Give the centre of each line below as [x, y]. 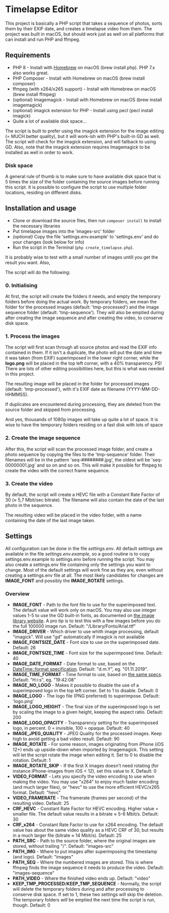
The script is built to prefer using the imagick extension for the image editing [84, 131]
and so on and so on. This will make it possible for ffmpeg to [100, 465]
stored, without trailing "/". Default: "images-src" [63, 846]
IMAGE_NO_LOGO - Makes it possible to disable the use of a [76, 685]
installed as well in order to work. [40, 152]
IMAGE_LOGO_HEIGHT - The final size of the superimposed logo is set [86, 707]
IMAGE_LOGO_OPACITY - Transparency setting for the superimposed [85, 723]
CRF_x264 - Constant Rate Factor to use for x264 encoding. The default [88, 825]
